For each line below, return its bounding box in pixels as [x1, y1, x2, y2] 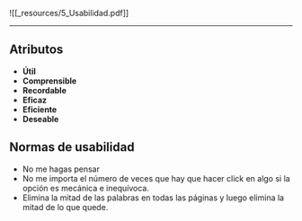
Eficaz [22, 94, 48, 105]
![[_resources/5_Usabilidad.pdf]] [9, 8, 129, 18]
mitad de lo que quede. [22, 201, 109, 212]
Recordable [22, 84, 67, 95]
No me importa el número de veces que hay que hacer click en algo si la [22, 172, 290, 183]
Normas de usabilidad [9, 139, 135, 155]
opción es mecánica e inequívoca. [22, 182, 150, 193]
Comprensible [22, 75, 77, 86]
